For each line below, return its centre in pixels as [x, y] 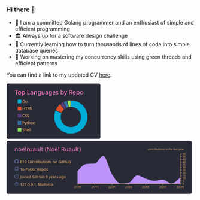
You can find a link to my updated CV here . [59, 75]
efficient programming [43, 29]
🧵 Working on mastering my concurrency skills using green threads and [103, 57]
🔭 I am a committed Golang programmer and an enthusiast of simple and [104, 23]
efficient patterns [36, 63]
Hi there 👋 [21, 10]
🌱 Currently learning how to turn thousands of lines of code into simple [102, 44]
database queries [37, 51]
